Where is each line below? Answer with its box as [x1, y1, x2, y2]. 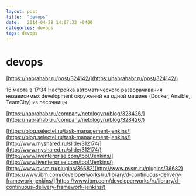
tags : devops [6, 30, 38, 36]
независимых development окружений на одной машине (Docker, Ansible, [6, 92, 191, 99]
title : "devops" [6, 14, 49, 20]
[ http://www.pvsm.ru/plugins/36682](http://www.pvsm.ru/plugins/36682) [6, 165, 183, 172]
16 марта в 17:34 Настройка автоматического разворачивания [6, 86, 163, 94]
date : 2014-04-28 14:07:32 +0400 [6, 19, 93, 25]
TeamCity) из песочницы [6, 99, 67, 106]
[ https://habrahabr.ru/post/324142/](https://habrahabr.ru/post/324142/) [6, 75, 178, 82]
